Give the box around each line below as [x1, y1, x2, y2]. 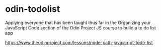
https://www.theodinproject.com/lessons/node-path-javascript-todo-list [5, 39, 153, 45]
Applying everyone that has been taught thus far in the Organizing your [5, 20, 151, 25]
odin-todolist [5, 3, 61, 15]
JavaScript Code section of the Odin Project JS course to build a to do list [5, 25, 156, 30]
